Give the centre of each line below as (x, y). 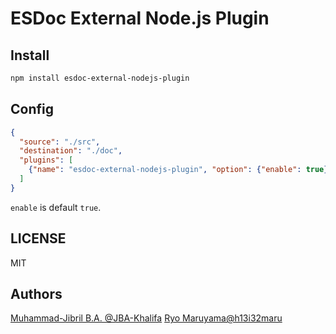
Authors (36, 294)
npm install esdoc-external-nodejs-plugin (100, 78)
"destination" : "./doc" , (71, 151)
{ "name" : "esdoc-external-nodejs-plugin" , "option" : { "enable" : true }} (180, 170)
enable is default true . (56, 207)
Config (32, 109)
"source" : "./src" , (60, 142)
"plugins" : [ (46, 160)
